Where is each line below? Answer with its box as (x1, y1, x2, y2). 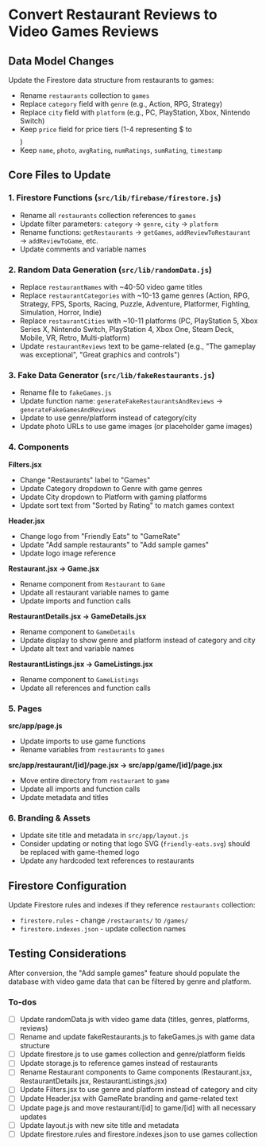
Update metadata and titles (19, 792, 109, 802)
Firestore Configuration (8, 879, 127, 892)
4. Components (8, 442, 69, 453)
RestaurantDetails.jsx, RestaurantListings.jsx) (19, 1076, 168, 1086)
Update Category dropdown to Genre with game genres (19, 483, 202, 493)
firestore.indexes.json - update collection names (19, 923, 187, 933)
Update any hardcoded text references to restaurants (19, 856, 195, 865)
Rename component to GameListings (19, 674, 139, 684)
